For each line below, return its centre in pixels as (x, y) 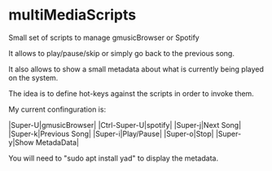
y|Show (21, 142)
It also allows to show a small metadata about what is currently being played (136, 69)
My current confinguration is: (57, 109)
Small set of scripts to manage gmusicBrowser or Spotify (104, 37)
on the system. (33, 77)
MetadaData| (57, 142)
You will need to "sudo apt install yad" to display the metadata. (113, 158)
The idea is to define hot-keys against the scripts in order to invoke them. (131, 93)
